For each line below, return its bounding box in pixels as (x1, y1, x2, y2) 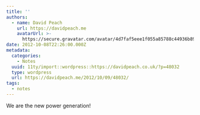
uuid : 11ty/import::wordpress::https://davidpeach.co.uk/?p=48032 (11, 63, 180, 70)
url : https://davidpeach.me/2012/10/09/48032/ (11, 75, 129, 81)
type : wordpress (11, 69, 52, 75)
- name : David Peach (11, 20, 62, 25)
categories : (11, 53, 42, 59)
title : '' (6, 8, 31, 15)
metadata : (6, 47, 31, 53)
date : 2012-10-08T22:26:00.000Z (6, 42, 86, 48)
